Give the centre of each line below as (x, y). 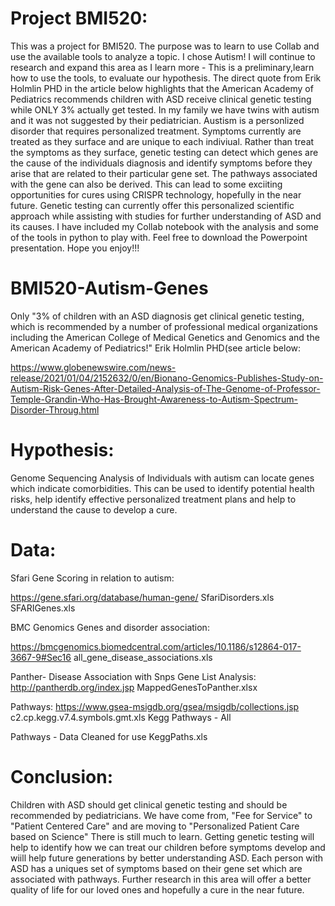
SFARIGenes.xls (43, 608)
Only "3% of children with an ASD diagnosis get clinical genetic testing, (157, 316)
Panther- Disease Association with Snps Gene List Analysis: (133, 676)
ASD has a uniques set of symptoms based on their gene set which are (156, 868)
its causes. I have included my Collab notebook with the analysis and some (165, 226)
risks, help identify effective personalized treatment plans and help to (153, 499)
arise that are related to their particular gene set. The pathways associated (164, 173)
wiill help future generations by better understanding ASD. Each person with (167, 858)
